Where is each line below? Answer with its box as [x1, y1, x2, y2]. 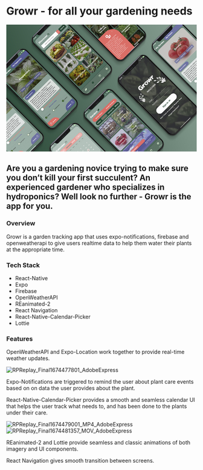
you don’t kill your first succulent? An [6, 173, 151, 183]
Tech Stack [6, 261, 40, 269]
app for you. [6, 201, 53, 211]
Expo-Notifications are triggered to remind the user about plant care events [6, 378, 194, 385]
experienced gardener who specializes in [6, 182, 165, 193]
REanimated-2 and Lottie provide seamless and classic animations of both [6, 439, 190, 446]
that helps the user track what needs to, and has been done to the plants [6, 403, 187, 410]
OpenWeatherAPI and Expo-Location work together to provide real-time [6, 349, 185, 356]
